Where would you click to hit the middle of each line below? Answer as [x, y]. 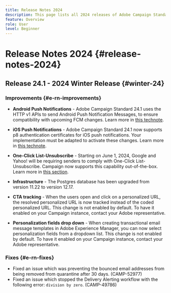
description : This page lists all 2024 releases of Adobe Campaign [78, 15]
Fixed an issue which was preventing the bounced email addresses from [88, 269]
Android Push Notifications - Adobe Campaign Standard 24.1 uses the [87, 109]
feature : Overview [25, 19]
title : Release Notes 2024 [34, 10]
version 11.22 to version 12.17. [43, 187]
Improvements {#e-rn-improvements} [53, 98]
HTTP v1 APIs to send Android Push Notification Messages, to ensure [85, 114]
